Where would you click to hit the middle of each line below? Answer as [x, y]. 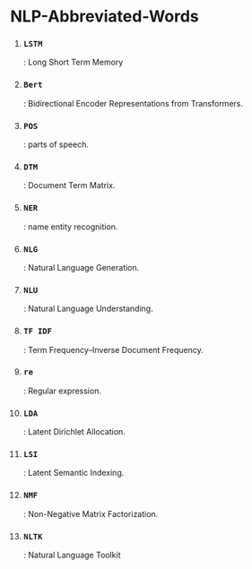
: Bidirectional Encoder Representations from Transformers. [133, 103]
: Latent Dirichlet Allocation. [74, 432]
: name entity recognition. [70, 227]
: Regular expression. [62, 391]
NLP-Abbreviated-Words [105, 17]
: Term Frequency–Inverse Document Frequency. [113, 349]
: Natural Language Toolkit [72, 555]
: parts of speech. [56, 144]
